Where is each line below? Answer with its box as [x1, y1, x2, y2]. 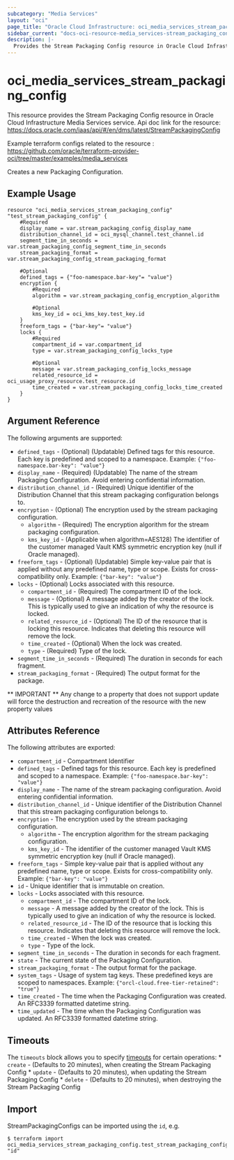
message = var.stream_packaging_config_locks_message [32, 365, 192, 373]
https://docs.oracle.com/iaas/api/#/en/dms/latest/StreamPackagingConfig [7, 125, 221, 134]
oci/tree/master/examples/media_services [7, 154, 128, 162]
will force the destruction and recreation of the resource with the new [7, 697, 207, 706]
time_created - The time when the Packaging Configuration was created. [17, 992, 227, 1001]
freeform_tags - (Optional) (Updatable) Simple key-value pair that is [17, 557, 212, 566]
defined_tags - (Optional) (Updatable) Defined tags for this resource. [17, 447, 215, 455]
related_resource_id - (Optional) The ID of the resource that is [27, 617, 208, 625]
